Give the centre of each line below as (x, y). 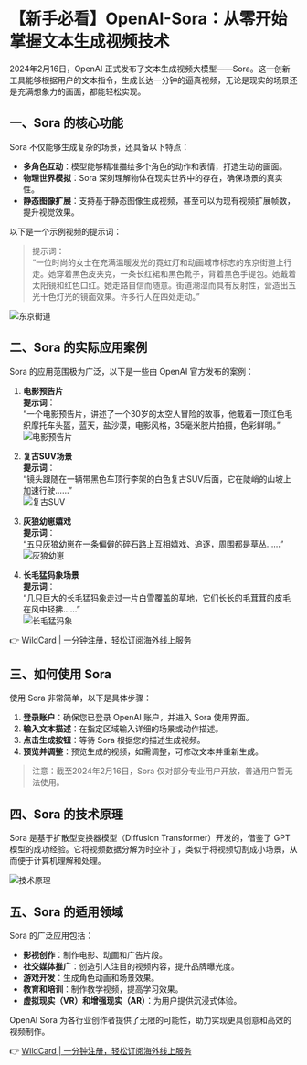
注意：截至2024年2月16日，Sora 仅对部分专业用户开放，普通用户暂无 (162, 771)
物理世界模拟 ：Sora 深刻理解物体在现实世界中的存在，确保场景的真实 (153, 177)
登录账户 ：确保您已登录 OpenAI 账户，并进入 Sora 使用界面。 (138, 718)
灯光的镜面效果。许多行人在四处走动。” (128, 296)
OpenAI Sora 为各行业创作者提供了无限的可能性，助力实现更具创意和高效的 (151, 1020)
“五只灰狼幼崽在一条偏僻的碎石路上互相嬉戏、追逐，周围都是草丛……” (153, 544)
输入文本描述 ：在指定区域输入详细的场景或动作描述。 (123, 729)
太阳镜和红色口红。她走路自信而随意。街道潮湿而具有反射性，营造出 (160, 285)
